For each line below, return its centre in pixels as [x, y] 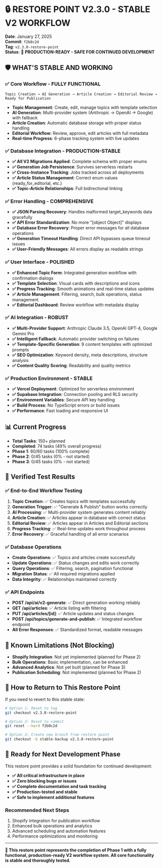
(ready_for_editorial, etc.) [37, 183]
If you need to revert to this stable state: [45, 699]
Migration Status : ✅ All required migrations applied [63, 573]
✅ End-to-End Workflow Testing [44, 491]
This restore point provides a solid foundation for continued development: [79, 766]
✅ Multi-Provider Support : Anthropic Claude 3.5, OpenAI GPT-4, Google [85, 328]
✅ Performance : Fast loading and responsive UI [60, 411]
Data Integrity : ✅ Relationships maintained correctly [65, 579]
